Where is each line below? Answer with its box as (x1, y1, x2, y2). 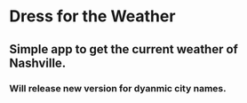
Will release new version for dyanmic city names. (9, 82, 227, 94)
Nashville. (9, 55, 67, 70)
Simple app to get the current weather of (9, 42, 238, 57)
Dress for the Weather (9, 6, 176, 27)
